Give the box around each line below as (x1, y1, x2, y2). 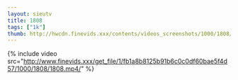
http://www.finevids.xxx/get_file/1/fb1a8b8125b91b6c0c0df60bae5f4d (23, 57, 228, 66)
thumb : (7, 30, 27, 38)
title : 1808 (7, 17, 42, 24)
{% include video (7, 50, 58, 58)
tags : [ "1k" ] (7, 23, 46, 30)
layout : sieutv (7, 10, 52, 18)
